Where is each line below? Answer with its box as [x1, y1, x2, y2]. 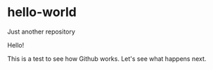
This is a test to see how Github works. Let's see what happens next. [7, 54, 207, 63]
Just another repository [7, 27, 76, 36]
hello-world [7, 4, 77, 20]
